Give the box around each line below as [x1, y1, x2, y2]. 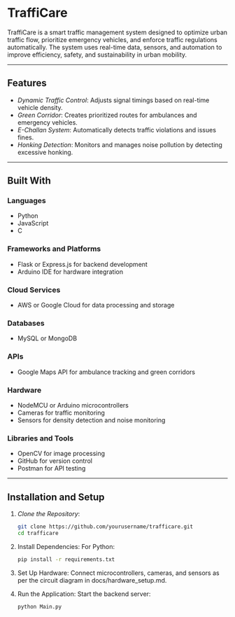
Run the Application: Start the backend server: [17, 590, 151, 598]
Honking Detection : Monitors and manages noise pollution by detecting [17, 140, 222, 148]
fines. [17, 133, 34, 141]
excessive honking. [17, 148, 73, 156]
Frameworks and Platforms [7, 244, 101, 254]
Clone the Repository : [17, 510, 80, 518]
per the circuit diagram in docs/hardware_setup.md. [17, 576, 167, 584]
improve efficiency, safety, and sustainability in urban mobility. [7, 50, 187, 59]
